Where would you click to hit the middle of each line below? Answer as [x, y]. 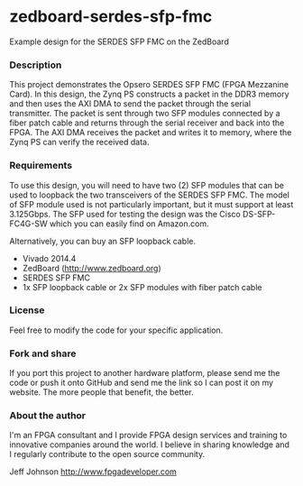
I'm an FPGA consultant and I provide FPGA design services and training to [148, 436]
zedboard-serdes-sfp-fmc [111, 17]
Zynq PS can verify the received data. [80, 142]
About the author [48, 416]
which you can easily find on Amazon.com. [129, 224]
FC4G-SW [28, 224]
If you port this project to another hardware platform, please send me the [145, 373]
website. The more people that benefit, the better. [101, 392]
